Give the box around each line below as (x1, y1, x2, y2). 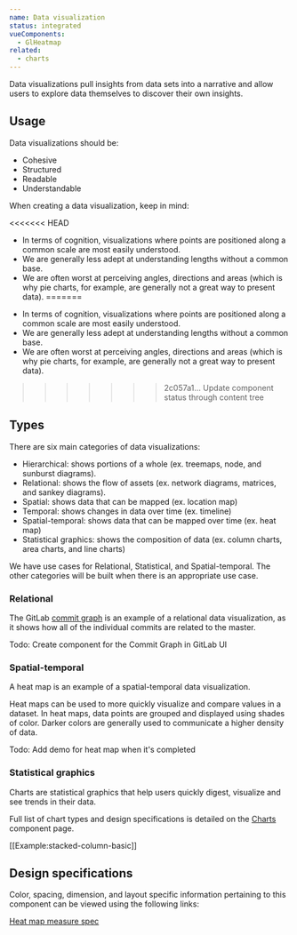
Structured (21, 164, 62, 174)
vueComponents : (9, 29, 66, 38)
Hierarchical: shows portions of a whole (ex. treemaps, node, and (21, 459, 262, 469)
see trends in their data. (9, 796, 96, 807)
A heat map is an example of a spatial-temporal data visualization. (9, 682, 251, 692)
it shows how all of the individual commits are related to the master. (9, 621, 256, 632)
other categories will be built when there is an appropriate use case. (9, 570, 259, 580)
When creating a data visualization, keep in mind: (9, 200, 189, 211)
